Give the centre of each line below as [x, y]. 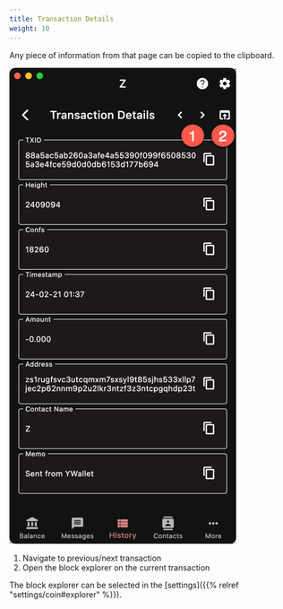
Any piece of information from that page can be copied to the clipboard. [142, 55]
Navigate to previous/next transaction [92, 558]
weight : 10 [30, 28]
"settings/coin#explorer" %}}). [66, 594]
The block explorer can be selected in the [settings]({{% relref [124, 585]
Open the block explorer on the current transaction [116, 567]
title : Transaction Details [62, 19]
